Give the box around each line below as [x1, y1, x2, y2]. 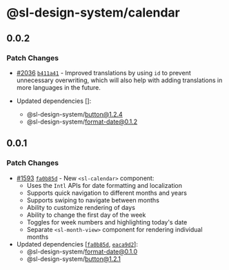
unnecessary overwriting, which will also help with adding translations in [16, 76, 223, 84]
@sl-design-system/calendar [6, 5, 180, 21]
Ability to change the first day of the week [26, 211, 146, 219]
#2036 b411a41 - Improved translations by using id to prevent [16, 68, 191, 77]
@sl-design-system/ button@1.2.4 [26, 110, 123, 118]
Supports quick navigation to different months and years [26, 189, 188, 197]
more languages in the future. [16, 83, 101, 91]
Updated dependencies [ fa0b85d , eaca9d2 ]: [16, 240, 139, 248]
